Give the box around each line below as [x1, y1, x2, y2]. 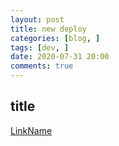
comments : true [10, 61, 74, 71]
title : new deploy [10, 24, 87, 34]
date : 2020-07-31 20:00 [10, 52, 110, 62]
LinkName [10, 124, 53, 136]
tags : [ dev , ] [10, 42, 70, 53]
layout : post [10, 14, 65, 25]
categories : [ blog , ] [10, 33, 101, 43]
